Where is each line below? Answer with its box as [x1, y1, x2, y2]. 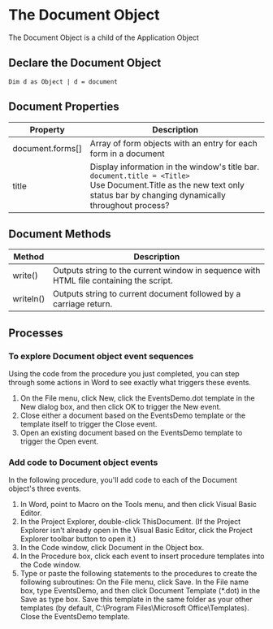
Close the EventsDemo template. [19, 612, 130, 622]
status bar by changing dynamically [89, 189, 226, 201]
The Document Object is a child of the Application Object [8, 33, 199, 42]
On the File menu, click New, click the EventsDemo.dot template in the [19, 393, 255, 403]
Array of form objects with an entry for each [89, 137, 258, 149]
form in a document [89, 148, 165, 159]
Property [29, 124, 65, 135]
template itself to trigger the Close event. [19, 419, 158, 429]
